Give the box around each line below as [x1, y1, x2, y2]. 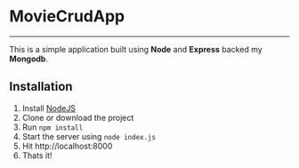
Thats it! [21, 149, 53, 161]
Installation [9, 79, 73, 94]
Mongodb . [9, 53, 49, 64]
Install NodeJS [21, 102, 77, 113]
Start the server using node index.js [21, 131, 157, 141]
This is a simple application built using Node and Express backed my [9, 44, 263, 54]
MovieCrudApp [9, 6, 125, 27]
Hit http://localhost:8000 [21, 140, 113, 151]
